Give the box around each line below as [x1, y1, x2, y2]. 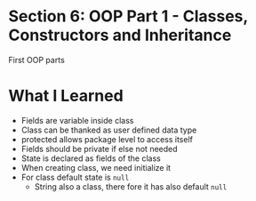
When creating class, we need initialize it [20, 162, 171, 173]
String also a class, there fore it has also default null [34, 181, 228, 192]
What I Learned [8, 86, 124, 106]
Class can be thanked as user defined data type [20, 125, 197, 135]
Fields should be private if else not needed [20, 143, 179, 154]
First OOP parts [8, 54, 66, 65]
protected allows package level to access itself [20, 133, 193, 144]
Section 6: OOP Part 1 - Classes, [8, 6, 248, 27]
